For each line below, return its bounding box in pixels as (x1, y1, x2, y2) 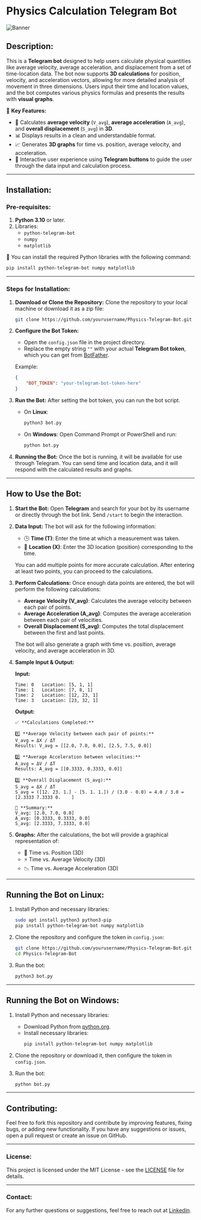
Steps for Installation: (6, 285, 71, 293)
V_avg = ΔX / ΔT (14, 738, 56, 743)
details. (6, 1172, 25, 1180)
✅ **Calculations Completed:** (14, 720, 95, 726)
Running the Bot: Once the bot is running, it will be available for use (14, 453, 182, 460)
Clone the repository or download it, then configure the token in (14, 1052, 172, 1059)
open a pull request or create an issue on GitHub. (6, 1132, 127, 1139)
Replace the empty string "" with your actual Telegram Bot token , (23, 345, 187, 353)
